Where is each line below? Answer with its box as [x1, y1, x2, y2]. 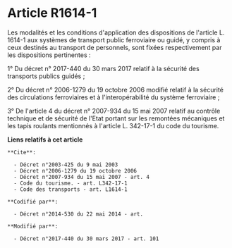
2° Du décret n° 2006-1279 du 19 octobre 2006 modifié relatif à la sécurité [7, 85, 224, 94]
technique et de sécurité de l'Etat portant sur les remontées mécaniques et [7, 114, 225, 123]
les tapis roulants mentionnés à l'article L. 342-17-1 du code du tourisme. [7, 121, 219, 130]
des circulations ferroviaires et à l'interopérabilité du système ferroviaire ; [7, 93, 220, 101]
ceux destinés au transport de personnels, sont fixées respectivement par [7, 43, 222, 51]
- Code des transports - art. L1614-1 [13, 185, 128, 193]
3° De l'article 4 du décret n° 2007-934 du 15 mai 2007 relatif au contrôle [7, 106, 221, 115]
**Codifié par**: [7, 198, 59, 205]
